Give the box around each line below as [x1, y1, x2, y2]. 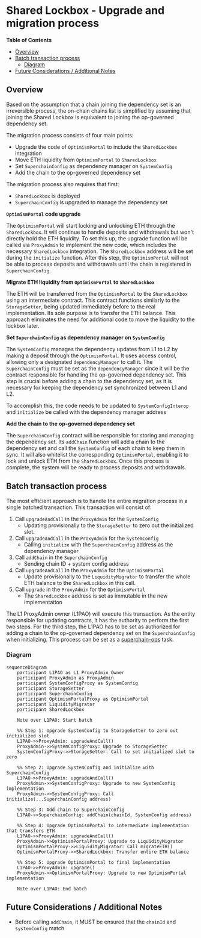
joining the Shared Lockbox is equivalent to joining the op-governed [6, 113, 174, 120]
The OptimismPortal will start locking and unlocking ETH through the [6, 222, 175, 229]
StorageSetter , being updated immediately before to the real [6, 302, 156, 310]
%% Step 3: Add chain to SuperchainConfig [17, 807, 125, 813]
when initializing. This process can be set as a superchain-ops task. [6, 636, 174, 643]
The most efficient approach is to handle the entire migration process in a [6, 497, 188, 504]
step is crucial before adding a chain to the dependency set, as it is [6, 377, 172, 384]
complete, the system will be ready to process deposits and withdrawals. [6, 463, 187, 471]
